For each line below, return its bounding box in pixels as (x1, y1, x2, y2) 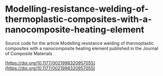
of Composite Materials (5, 50, 53, 57)
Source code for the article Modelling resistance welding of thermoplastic (5, 40, 154, 46)
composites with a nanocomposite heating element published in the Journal (5, 45, 159, 51)
